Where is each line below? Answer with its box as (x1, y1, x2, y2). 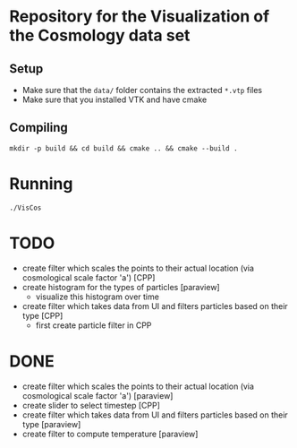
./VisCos (9, 203, 42, 212)
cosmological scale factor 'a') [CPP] (21, 271, 156, 283)
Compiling (9, 120, 69, 135)
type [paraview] (21, 418, 81, 429)
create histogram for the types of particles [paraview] (21, 281, 221, 292)
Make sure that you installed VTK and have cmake (21, 94, 208, 105)
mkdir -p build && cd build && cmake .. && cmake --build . (9, 143, 239, 153)
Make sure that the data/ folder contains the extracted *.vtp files (21, 85, 262, 95)
